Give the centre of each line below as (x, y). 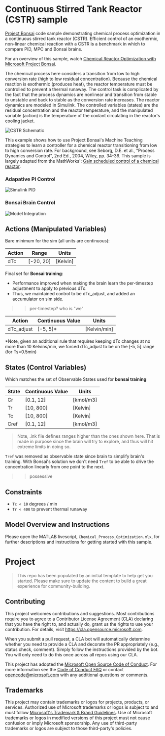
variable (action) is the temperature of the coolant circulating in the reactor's (82, 115)
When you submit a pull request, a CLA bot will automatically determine (78, 639)
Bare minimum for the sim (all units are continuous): (57, 241)
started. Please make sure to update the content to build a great (82, 581)
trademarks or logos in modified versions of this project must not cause (78, 718)
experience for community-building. (53, 586)
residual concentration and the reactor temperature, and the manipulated (79, 110)
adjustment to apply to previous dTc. (49, 288)
